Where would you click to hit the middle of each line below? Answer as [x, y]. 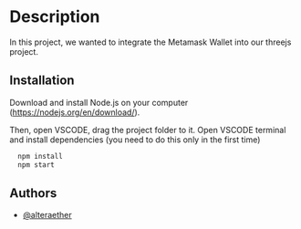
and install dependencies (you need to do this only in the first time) [135, 140]
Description [55, 17]
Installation [42, 81]
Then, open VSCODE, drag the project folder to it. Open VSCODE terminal [148, 130]
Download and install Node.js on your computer [99, 102]
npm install [41, 156]
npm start [36, 165]
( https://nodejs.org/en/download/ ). [75, 112]
